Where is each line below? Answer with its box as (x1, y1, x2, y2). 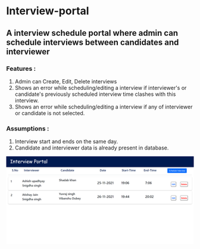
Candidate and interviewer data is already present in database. (14, 144, 169, 151)
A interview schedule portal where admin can (6, 28, 179, 38)
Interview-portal (6, 4, 89, 18)
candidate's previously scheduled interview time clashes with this (14, 91, 176, 98)
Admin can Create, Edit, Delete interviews (14, 77, 117, 85)
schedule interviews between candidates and (6, 37, 179, 47)
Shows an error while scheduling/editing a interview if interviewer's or (14, 84, 187, 91)
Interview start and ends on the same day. (14, 138, 118, 145)
